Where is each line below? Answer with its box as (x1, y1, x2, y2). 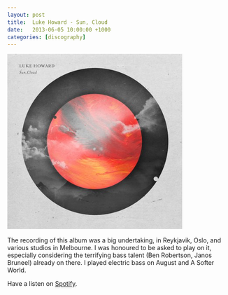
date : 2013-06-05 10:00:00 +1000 (7, 26, 111, 33)
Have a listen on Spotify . (7, 280, 78, 288)
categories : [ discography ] (7, 34, 86, 41)
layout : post (7, 11, 45, 18)
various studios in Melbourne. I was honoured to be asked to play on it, (7, 244, 212, 252)
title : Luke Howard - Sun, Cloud (7, 18, 108, 26)
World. (7, 266, 27, 275)
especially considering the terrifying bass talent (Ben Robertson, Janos (7, 251, 212, 259)
